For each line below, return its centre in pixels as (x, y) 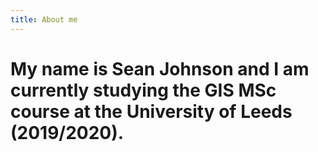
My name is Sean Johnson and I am (160, 68)
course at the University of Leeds (151, 111)
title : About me (44, 19)
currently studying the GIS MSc (143, 90)
